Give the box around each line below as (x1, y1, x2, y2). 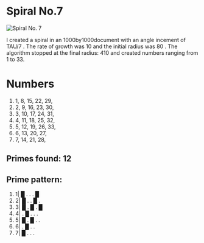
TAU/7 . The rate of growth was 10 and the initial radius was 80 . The (6, 43, 178, 50)
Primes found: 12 (6, 153, 72, 164)
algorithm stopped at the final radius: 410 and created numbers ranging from (6, 49, 199, 56)
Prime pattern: (6, 174, 63, 185)
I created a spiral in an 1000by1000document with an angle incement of (6, 36, 186, 43)
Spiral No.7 (6, 4, 63, 18)
